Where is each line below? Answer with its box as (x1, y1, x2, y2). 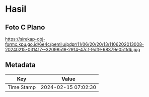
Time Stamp (7, 84, 36, 91)
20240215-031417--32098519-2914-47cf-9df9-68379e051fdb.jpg (5, 47, 141, 52)
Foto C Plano (5, 23, 45, 32)
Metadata (5, 61, 36, 69)
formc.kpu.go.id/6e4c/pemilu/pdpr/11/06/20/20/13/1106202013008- (5, 41, 144, 47)
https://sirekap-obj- (5, 36, 46, 42)
